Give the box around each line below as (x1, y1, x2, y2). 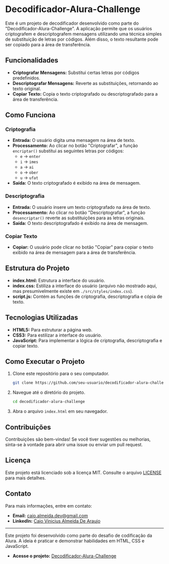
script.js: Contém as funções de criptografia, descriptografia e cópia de (12, 293, 162, 299)
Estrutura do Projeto (5, 264, 70, 273)
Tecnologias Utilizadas (5, 313, 78, 322)
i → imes (20, 158, 39, 165)
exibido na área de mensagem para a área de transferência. (12, 250, 137, 256)
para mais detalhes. (5, 474, 46, 481)
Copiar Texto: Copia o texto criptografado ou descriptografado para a (12, 91, 158, 97)
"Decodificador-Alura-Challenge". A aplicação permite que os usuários (5, 25, 152, 31)
